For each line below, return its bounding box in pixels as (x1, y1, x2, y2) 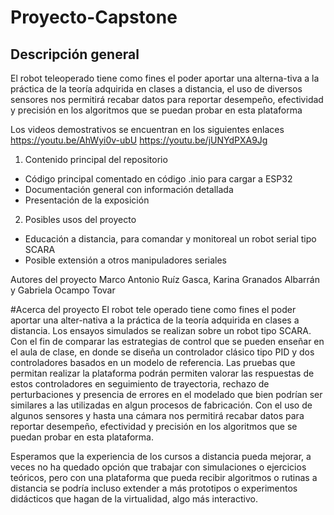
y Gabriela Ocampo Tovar (10, 284, 116, 296)
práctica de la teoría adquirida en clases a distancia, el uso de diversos (10, 83, 303, 95)
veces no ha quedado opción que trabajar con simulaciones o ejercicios (10, 461, 307, 473)
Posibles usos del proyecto (24, 214, 137, 225)
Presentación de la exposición (24, 194, 150, 206)
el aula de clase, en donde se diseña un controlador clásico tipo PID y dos (10, 346, 315, 358)
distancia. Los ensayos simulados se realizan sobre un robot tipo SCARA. (10, 325, 312, 336)
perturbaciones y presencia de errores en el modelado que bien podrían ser (10, 389, 323, 400)
